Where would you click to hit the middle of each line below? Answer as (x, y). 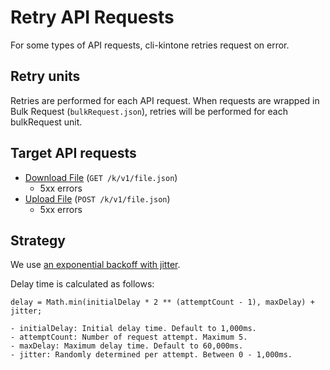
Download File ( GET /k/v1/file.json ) (101, 177)
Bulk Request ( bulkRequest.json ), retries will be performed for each (149, 111)
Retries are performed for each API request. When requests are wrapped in (165, 100)
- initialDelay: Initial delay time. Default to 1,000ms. (133, 329)
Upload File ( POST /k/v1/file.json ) (97, 198)
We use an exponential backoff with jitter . (95, 265)
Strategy (38, 240)
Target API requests (73, 153)
